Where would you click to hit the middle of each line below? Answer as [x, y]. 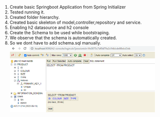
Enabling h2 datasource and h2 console [49, 28]
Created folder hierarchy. [35, 17]
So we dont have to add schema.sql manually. [55, 43]
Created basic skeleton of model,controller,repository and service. [75, 22]
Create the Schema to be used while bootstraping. [60, 33]
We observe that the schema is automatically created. [63, 38]
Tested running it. [27, 12]
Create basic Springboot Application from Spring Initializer [68, 7]
